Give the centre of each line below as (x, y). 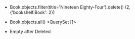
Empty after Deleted (30, 31)
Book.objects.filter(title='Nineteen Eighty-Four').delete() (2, (70, 7)
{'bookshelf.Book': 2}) (32, 12)
